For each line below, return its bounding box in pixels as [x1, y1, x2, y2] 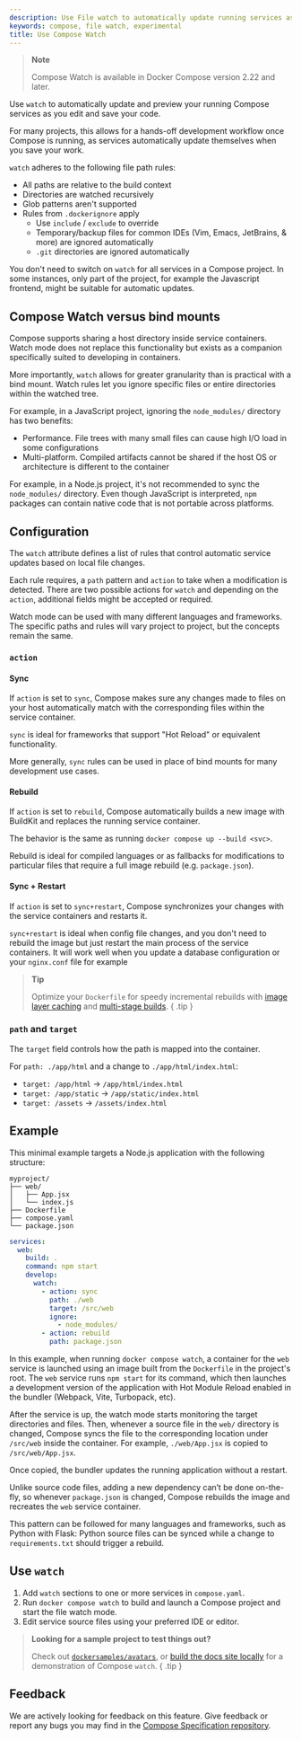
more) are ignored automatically [35, 237, 154, 248]
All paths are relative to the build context [21, 180, 172, 190]
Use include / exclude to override [35, 217, 159, 229]
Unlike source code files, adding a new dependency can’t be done [9, 1482, 254, 1493]
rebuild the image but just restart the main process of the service [9, 937, 249, 948]
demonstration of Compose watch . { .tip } [30, 1660, 183, 1671]
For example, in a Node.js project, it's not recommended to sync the [9, 479, 260, 490]
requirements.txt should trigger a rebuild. [9, 1538, 164, 1549]
